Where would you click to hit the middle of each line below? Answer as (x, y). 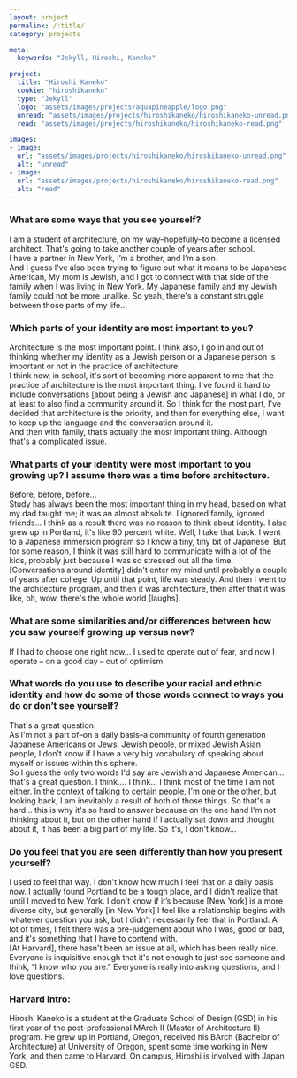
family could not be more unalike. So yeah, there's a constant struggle (137, 295)
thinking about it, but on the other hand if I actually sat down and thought (142, 819)
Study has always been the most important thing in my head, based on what (148, 504)
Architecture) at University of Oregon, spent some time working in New (138, 1047)
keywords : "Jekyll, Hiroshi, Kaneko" (87, 58)
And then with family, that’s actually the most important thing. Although (138, 431)
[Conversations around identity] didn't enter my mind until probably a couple (148, 570)
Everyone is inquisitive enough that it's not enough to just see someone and (147, 958)
